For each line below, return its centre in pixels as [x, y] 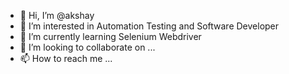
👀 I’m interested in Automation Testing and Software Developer [149, 26]
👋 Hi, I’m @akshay [57, 15]
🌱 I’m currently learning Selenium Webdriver [110, 36]
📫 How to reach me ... [66, 58]
